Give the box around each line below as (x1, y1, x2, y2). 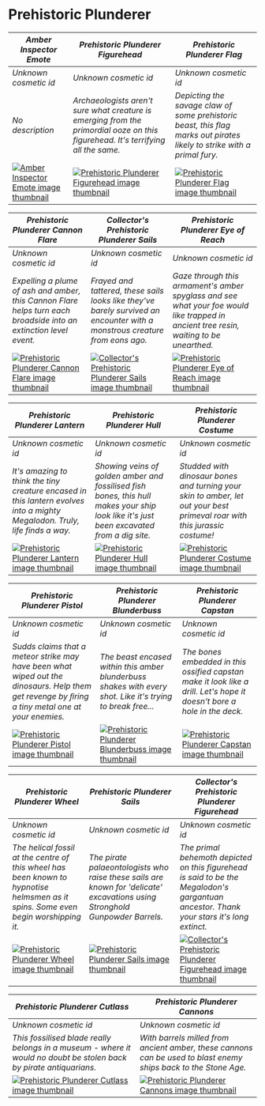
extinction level (12, 324, 69, 335)
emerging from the (73, 115, 142, 126)
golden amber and (94, 470, 164, 481)
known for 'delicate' (88, 881, 163, 893)
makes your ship (94, 500, 156, 511)
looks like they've (90, 295, 155, 306)
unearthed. (172, 339, 214, 350)
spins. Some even (12, 901, 78, 912)
